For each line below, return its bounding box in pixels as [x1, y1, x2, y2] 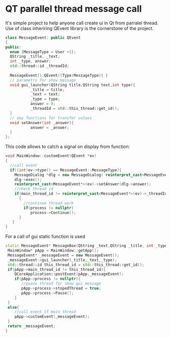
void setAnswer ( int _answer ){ [10, 120, 74, 125]
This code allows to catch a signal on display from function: [5, 143, 130, 150]
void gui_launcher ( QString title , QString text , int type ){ [10, 82, 136, 87]
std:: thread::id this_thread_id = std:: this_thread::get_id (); [7, 262, 145, 267]
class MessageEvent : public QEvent [5, 35, 81, 40]
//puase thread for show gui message [21, 281, 101, 286]
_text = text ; [30, 92, 60, 97]
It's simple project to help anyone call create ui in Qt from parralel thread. [5, 20, 159, 26]
